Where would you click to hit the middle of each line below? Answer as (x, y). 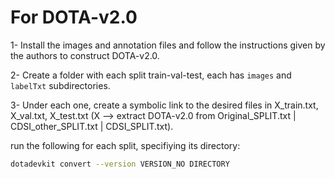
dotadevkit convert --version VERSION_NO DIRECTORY (120, 164)
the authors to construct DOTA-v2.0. (85, 55)
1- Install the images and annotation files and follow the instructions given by (168, 45)
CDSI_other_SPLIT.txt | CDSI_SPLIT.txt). (92, 126)
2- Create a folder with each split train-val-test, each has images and (151, 75)
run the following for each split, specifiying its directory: (125, 145)
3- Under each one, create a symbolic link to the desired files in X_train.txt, (164, 105)
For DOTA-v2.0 (74, 17)
